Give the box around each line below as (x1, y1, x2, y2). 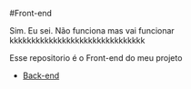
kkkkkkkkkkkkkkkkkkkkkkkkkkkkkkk (9, 35, 146, 45)
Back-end (22, 70, 60, 81)
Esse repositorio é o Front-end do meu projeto (9, 53, 183, 63)
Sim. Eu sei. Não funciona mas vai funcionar (9, 25, 175, 35)
